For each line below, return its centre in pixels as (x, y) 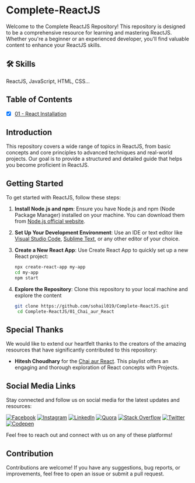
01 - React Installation (41, 113)
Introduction (29, 132)
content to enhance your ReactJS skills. (54, 45)
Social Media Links (41, 386)
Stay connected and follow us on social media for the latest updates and (93, 400)
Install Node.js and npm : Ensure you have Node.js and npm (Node (95, 209)
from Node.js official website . (50, 221)
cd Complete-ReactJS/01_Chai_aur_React (66, 311)
